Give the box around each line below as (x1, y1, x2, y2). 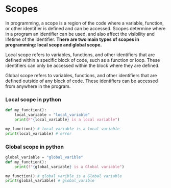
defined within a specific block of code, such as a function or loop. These (5, 57, 160, 63)
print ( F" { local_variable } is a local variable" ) (14, 117, 120, 122)
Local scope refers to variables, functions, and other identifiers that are (5, 52, 155, 58)
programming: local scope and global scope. (5, 41, 102, 48)
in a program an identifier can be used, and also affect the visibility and (5, 31, 155, 37)
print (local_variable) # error (5, 131, 72, 136)
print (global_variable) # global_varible (5, 178, 95, 183)
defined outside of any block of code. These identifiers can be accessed (5, 78, 158, 84)
